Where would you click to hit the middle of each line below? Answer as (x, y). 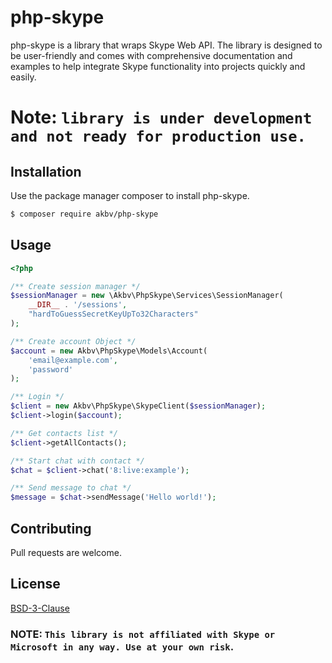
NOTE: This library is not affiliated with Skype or (143, 634)
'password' (51, 369)
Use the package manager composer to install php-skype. (130, 195)
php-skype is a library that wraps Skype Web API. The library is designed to (166, 45)
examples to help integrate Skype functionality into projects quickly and (158, 66)
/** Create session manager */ (75, 286)
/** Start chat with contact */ (77, 461)
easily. (23, 77)
